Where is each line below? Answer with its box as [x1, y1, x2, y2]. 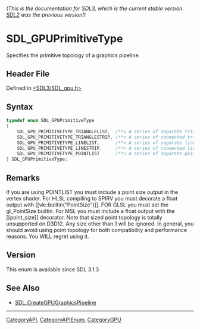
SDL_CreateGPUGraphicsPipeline [14, 299, 96, 306]
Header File [6, 68, 50, 79]
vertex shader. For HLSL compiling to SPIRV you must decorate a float [6, 195, 178, 202]
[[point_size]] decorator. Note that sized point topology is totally [6, 214, 162, 221]
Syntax [6, 102, 33, 112]
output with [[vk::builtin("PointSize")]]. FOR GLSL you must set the [6, 201, 168, 208]
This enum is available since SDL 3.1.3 [6, 265, 99, 273]
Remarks [6, 173, 40, 183]
